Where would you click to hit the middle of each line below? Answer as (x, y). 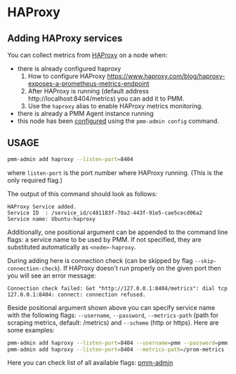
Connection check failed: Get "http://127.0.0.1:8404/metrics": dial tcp (118, 288)
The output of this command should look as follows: (82, 193)
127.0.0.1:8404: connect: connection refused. (77, 295)
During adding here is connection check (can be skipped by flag (100, 260)
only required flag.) (35, 180)
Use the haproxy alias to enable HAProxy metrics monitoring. (116, 106)
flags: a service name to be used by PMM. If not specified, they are (104, 239)
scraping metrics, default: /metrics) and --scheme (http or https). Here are (113, 322)
